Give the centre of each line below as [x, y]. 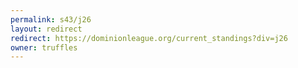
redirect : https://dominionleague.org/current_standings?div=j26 [149, 38]
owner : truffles [44, 47]
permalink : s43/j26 [51, 19]
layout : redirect [46, 29]
